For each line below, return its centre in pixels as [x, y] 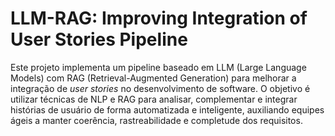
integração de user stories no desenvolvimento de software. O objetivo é [160, 88]
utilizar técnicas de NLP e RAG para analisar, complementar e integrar [154, 99]
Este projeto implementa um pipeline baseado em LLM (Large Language [158, 67]
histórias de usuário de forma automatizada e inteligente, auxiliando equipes [167, 109]
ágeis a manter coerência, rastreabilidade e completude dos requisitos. [156, 120]
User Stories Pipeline [99, 39]
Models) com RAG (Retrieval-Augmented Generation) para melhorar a [153, 78]
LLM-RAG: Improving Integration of [159, 18]
